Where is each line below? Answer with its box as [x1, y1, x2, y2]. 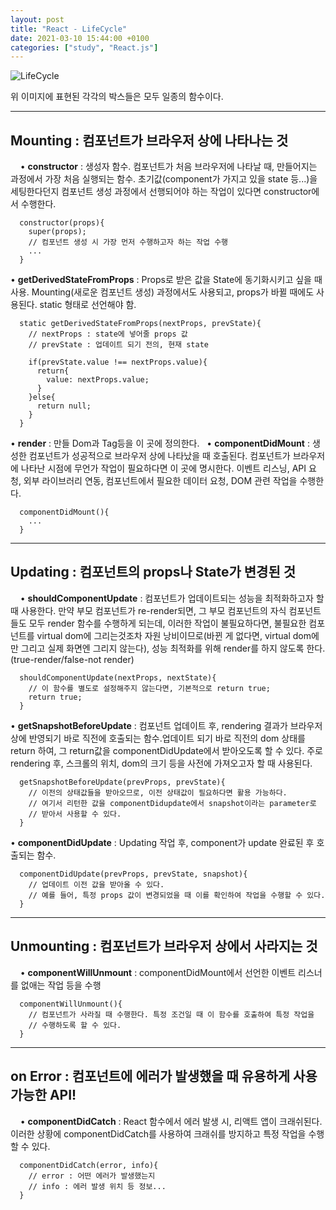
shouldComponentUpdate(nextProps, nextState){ [19, 672, 217, 683]
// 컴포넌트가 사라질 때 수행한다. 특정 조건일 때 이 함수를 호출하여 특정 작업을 [28, 1009, 315, 1020]
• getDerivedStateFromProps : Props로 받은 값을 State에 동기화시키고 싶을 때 [10, 274, 323, 286]
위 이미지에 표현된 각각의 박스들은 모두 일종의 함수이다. [10, 91, 224, 103]
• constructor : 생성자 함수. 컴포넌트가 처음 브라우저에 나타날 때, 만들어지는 [19, 161, 318, 173]
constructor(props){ [19, 218, 105, 228]
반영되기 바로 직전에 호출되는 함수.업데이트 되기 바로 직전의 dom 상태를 [28, 732, 306, 744]
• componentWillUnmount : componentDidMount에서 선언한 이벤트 [19, 966, 297, 978]
